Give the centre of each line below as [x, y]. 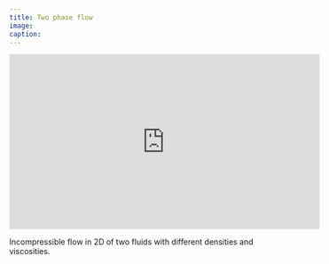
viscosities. [30, 252]
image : [21, 26]
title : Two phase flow [51, 17]
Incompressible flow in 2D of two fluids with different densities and [132, 242]
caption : [25, 34]
